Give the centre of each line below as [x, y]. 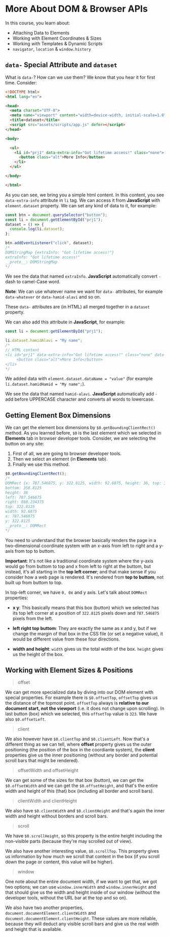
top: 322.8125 [20, 507]
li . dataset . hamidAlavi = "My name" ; [44, 341]
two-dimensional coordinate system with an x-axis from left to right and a [82, 546]
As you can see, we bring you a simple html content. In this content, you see [85, 195]
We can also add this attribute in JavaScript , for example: [65, 322]
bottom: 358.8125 [24, 488]
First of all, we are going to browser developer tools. [67, 454]
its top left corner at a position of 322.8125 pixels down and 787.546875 [86, 613]
